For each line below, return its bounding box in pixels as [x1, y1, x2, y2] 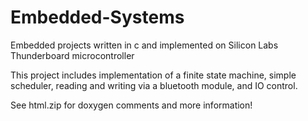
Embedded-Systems [10, 6, 185, 29]
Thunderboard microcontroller [10, 49, 135, 61]
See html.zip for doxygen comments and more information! [10, 99, 253, 111]
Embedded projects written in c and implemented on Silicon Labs [10, 39, 279, 51]
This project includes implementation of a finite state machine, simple [10, 69, 297, 81]
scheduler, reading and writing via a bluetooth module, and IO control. [10, 79, 298, 91]
